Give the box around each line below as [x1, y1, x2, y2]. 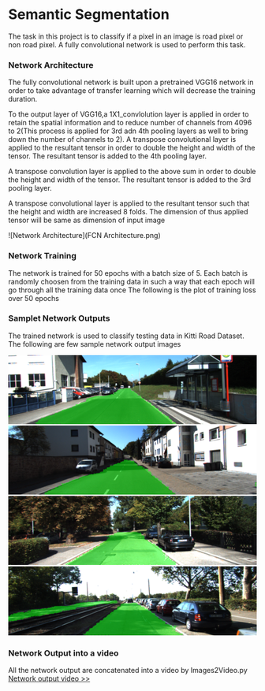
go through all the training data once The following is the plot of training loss [8, 285, 256, 295]
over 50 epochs [8, 293, 59, 303]
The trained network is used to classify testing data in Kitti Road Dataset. [8, 331, 244, 340]
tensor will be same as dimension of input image [8, 215, 166, 225]
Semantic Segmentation [8, 6, 170, 24]
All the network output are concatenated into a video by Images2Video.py [8, 666, 248, 675]
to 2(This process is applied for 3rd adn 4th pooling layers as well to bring [8, 126, 248, 136]
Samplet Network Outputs [8, 313, 110, 324]
